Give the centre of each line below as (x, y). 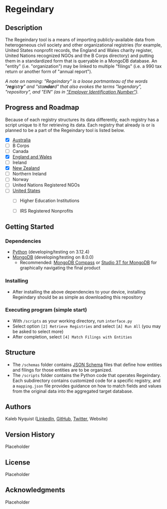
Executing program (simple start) (46, 310)
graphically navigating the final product (60, 268)
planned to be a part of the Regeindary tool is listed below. (65, 130)
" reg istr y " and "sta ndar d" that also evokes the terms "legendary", (74, 86)
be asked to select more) (38, 331)
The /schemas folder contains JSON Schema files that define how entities (87, 364)
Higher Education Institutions (50, 200)
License (18, 462)
